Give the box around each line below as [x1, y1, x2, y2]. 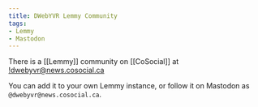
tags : [8, 19, 27, 28]
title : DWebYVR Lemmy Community [8, 11, 118, 20]
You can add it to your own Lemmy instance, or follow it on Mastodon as [8, 81, 250, 91]
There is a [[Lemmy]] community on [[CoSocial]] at [8, 57, 179, 66]
